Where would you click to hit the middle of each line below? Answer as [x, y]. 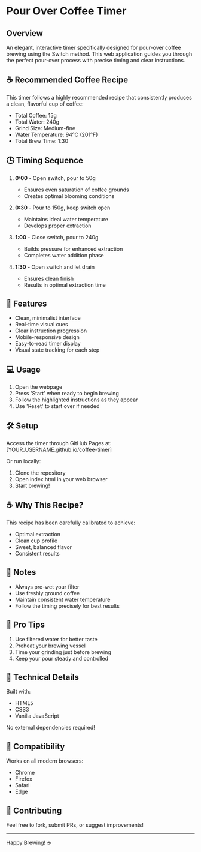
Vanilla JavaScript [37, 716]
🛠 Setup [22, 426]
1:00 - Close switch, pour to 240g [57, 237]
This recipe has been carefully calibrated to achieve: [71, 523]
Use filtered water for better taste [56, 639]
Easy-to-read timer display [48, 344]
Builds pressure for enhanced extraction [73, 249]
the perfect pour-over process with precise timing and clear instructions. [96, 60]
